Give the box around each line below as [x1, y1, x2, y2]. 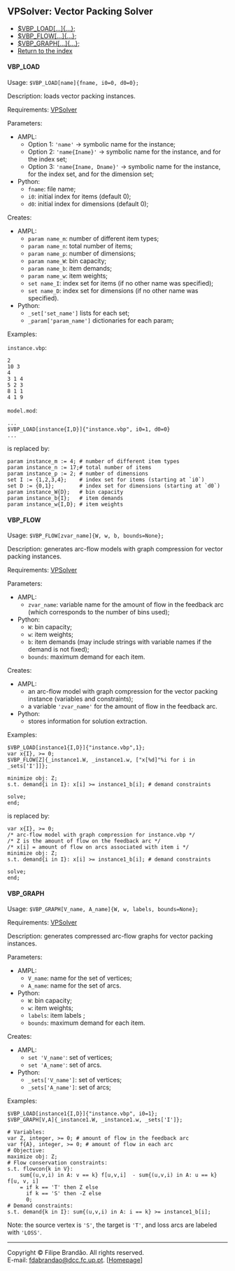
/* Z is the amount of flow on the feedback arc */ [7, 838, 161, 845]
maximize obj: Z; [7, 1153, 58, 1160]
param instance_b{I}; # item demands [7, 495, 124, 502]
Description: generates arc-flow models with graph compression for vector [7, 545, 224, 553]
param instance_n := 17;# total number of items [7, 464, 152, 471]
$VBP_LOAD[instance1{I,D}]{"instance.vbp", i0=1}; [7, 1110, 158, 1117]
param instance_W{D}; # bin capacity [7, 489, 124, 496]
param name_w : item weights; [27, 271, 108, 280]
